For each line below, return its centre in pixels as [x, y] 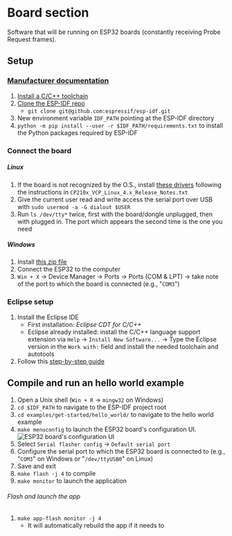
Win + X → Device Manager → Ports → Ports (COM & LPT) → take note [118, 277]
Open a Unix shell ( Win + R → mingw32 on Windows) [90, 400]
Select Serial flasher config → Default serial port [94, 444]
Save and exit [37, 466]
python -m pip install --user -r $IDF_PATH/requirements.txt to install [120, 125]
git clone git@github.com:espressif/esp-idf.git [99, 111]
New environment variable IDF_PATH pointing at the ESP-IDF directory [116, 118]
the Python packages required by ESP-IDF [77, 132]
